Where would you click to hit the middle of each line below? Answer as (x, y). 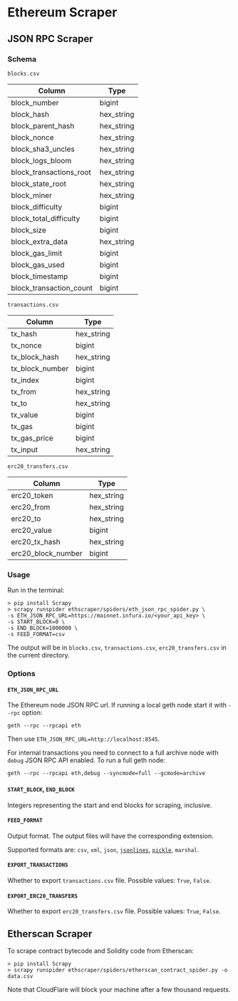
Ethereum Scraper (62, 12)
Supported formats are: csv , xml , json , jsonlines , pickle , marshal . (103, 849)
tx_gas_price (32, 437)
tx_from (24, 391)
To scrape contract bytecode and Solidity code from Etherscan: (101, 950)
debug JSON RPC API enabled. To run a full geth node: (87, 760)
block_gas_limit (37, 253)
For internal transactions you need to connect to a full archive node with (113, 753)
